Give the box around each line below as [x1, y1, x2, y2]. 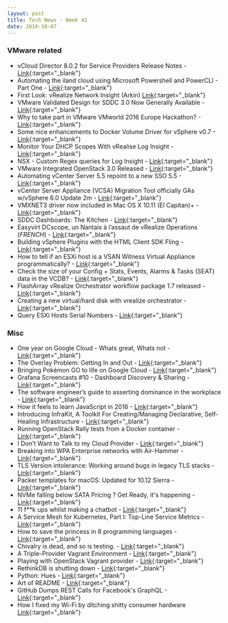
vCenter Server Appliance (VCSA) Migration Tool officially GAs [17, 186, 195, 194]
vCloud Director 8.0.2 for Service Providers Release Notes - [17, 61, 187, 70]
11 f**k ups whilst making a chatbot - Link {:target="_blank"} [17, 505, 187, 513]
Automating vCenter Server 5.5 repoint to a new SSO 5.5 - [17, 171, 182, 180]
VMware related [7, 46, 62, 55]
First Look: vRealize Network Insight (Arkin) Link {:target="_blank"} [17, 90, 206, 99]
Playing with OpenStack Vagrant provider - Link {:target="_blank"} [17, 557, 204, 565]
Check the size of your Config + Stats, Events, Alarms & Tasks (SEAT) [17, 267, 215, 275]
